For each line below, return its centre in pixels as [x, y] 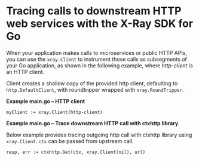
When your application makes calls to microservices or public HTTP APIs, [97, 52]
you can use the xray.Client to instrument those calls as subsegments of [97, 59]
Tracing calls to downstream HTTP [94, 11]
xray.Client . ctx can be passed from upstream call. [70, 141]
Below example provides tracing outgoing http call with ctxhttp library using [99, 135]
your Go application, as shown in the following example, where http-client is [99, 65]
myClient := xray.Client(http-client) [54, 112]
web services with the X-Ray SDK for [99, 24]
